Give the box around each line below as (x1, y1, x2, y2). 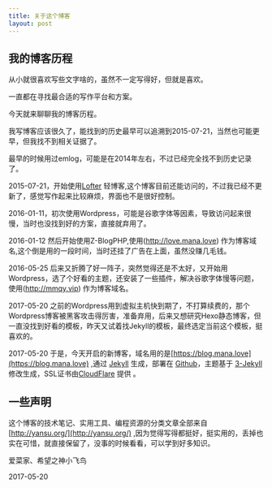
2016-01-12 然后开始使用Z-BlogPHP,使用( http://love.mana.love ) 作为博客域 (8, 236, 257, 246)
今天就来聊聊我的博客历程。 (8, 109, 101, 119)
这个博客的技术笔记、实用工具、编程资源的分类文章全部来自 (8, 418, 208, 428)
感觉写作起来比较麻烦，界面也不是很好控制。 (29, 192, 179, 201)
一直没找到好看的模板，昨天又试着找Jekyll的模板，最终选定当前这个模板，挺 (8, 322, 263, 331)
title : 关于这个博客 (8, 11, 71, 20)
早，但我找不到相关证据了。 (8, 136, 101, 146)
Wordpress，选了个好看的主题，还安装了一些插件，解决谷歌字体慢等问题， (8, 274, 258, 283)
